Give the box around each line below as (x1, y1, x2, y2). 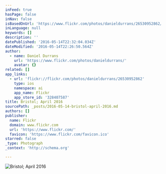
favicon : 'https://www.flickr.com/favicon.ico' (9, 132, 110, 137)
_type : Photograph (5, 141, 43, 146)
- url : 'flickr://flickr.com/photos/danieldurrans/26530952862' (9, 76, 145, 81)
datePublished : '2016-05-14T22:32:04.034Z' (5, 40, 96, 45)
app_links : (5, 72, 28, 77)
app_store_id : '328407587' (14, 95, 70, 100)
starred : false (5, 136, 37, 141)
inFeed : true (5, 7, 32, 12)
